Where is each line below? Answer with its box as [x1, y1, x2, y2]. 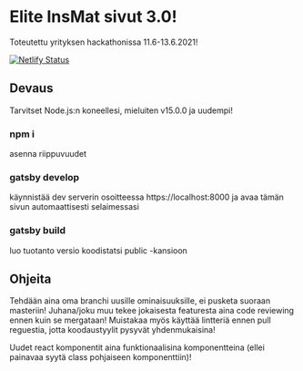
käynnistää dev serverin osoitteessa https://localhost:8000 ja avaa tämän [9, 191, 285, 202]
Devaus [9, 80, 54, 97]
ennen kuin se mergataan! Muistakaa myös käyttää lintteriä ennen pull [9, 314, 271, 325]
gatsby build [9, 224, 66, 237]
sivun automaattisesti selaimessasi [9, 201, 139, 212]
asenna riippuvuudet [9, 149, 87, 160]
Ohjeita [9, 272, 52, 287]
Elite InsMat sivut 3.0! [9, 6, 177, 27]
